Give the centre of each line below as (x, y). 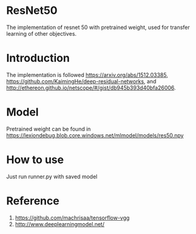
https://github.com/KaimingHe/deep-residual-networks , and (81, 81)
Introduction (38, 58)
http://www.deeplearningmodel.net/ (60, 224)
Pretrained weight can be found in (49, 129)
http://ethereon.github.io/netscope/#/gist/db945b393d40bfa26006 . (91, 88)
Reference (33, 201)
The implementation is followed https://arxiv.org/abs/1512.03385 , (87, 75)
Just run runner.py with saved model (52, 177)
